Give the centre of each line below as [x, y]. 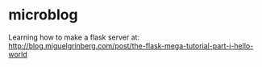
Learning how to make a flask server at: [74, 37]
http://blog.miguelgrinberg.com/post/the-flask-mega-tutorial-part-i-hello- [131, 45]
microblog [43, 15]
